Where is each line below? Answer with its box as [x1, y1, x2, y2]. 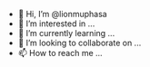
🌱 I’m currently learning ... [17, 28, 115, 38]
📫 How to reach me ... [17, 48, 103, 58]
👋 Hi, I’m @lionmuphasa [17, 9, 107, 19]
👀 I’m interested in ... [17, 18, 95, 29]
